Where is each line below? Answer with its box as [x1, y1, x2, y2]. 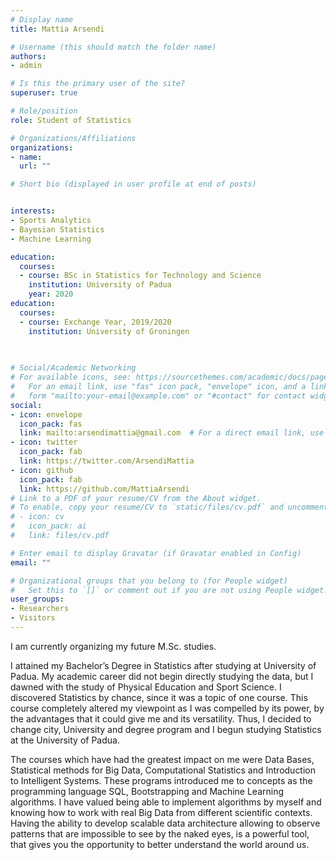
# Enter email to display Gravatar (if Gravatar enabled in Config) [10, 548, 302, 558]
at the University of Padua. [10, 734, 120, 746]
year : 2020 [28, 289, 74, 300]
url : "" [19, 161, 52, 171]
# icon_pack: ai [10, 521, 87, 531]
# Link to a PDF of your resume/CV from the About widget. [10, 493, 262, 503]
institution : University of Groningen [28, 326, 190, 336]
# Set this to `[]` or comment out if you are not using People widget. [10, 585, 329, 595]
